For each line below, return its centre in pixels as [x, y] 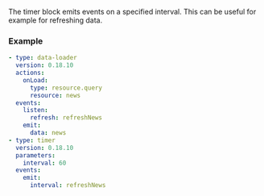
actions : [30, 73]
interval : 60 [45, 163]
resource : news [55, 95]
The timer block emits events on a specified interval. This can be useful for [132, 12]
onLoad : [35, 80]
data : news [48, 133]
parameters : [36, 155]
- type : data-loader [43, 58]
